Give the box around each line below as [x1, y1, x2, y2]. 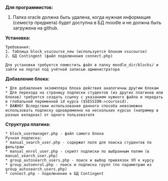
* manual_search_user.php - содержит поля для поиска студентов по [5, 140, 152, 145]
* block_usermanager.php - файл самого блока [5, 131, 104, 136]
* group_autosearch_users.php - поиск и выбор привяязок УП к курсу [5, 158, 154, 163]
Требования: [5, 45, 31, 50]
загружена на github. [12, 25, 59, 31]
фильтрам [5, 144, 24, 149]
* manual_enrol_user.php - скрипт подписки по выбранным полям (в [5, 149, 150, 154]
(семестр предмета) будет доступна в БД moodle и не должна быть [12, 20, 162, 25]
